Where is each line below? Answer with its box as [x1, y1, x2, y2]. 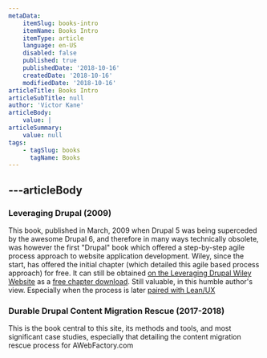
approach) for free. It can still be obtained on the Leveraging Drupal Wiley [8, 268, 252, 278]
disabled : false [22, 49, 78, 57]
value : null [22, 131, 63, 139]
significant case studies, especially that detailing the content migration [8, 332, 242, 342]
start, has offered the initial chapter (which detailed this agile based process [8, 259, 260, 269]
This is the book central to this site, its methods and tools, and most [8, 323, 232, 333]
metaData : [8, 11, 42, 20]
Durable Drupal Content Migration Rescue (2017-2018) [8, 305, 225, 316]
